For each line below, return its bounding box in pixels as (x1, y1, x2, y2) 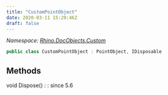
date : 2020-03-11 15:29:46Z (6, 15, 78, 21)
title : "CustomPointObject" (6, 9, 78, 15)
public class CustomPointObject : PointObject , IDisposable (6, 49, 163, 55)
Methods (6, 65, 41, 76)
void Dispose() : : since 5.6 (6, 82, 73, 89)
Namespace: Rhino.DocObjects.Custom (6, 37, 106, 44)
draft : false (6, 20, 40, 26)
